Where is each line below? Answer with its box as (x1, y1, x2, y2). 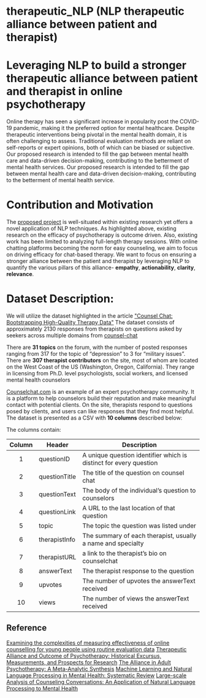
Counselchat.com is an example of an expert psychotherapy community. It (6, 388, 194, 395)
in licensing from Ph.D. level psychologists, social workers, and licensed (6, 370, 188, 377)
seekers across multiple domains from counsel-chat (6, 332, 138, 339)
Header (46, 440, 69, 449)
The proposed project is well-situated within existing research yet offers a (6, 218, 193, 226)
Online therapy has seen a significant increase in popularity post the (6, 118, 179, 125)
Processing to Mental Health (6, 685, 78, 692)
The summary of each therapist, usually (82, 532, 197, 540)
